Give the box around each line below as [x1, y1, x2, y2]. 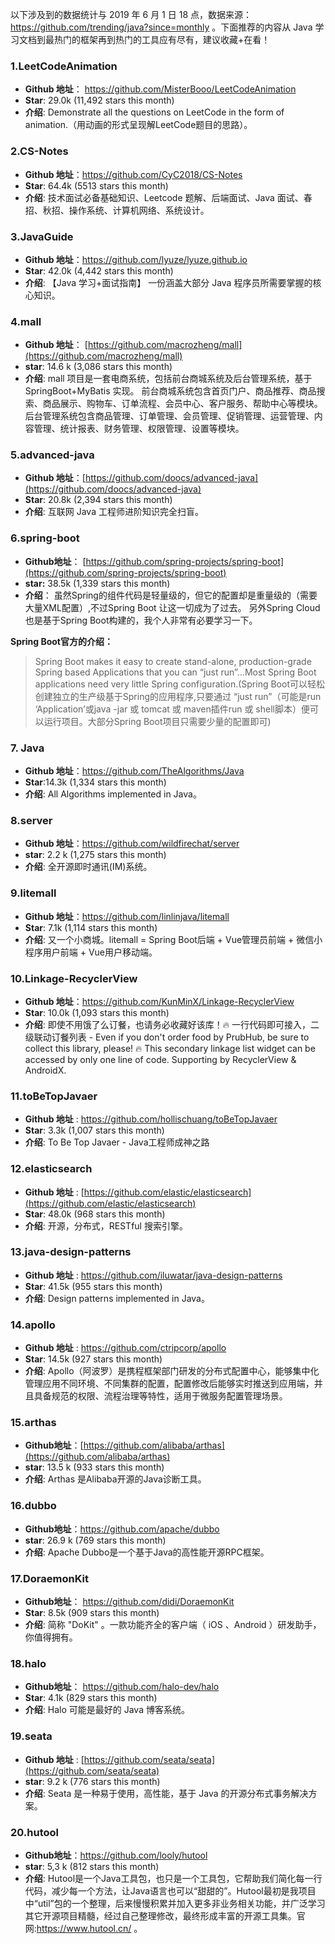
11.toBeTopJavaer [10, 1089, 98, 1103]
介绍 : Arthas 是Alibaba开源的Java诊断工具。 [24, 1473, 207, 1485]
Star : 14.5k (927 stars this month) [24, 1353, 163, 1365]
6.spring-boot [10, 531, 80, 545]
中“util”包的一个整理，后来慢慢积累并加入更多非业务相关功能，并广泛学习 [24, 1897, 326, 1909]
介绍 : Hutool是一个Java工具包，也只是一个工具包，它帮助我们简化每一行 [24, 1872, 323, 1884]
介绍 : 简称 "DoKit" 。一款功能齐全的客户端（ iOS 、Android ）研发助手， [24, 1619, 322, 1631]
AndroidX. [24, 1064, 67, 1076]
